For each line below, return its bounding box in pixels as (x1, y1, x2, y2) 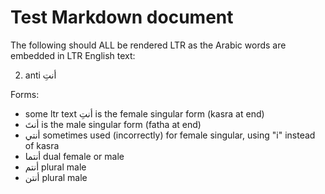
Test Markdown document (10, 6, 234, 29)
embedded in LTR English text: (10, 49, 136, 61)
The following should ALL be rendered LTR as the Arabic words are (10, 39, 287, 51)
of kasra (24, 139, 60, 151)
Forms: (10, 88, 40, 100)
